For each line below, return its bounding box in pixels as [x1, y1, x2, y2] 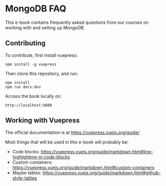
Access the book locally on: [5, 93, 62, 99]
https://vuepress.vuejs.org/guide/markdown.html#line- [40, 148, 153, 154]
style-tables [12, 175, 37, 181]
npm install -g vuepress [5, 62, 57, 67]
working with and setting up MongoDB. [5, 24, 85, 30]
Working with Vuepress [5, 116, 80, 124]
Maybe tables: [12, 170, 42, 176]
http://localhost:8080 [5, 103, 52, 108]
